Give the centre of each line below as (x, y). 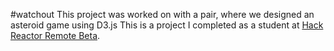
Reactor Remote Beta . (55, 35)
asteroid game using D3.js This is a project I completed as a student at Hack (167, 25)
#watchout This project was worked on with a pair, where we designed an (162, 14)
